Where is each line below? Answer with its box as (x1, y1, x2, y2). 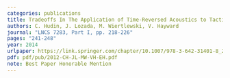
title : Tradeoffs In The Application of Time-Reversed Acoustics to (7, 16, 207, 23)
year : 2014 (7, 41, 38, 48)
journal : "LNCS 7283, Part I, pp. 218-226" (7, 28, 133, 36)
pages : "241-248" (7, 35, 57, 42)
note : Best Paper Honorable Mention (7, 60, 112, 67)
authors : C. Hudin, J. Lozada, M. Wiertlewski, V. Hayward (7, 22, 179, 29)
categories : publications (7, 9, 81, 17)
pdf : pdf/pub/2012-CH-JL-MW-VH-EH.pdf (7, 54, 118, 61)
